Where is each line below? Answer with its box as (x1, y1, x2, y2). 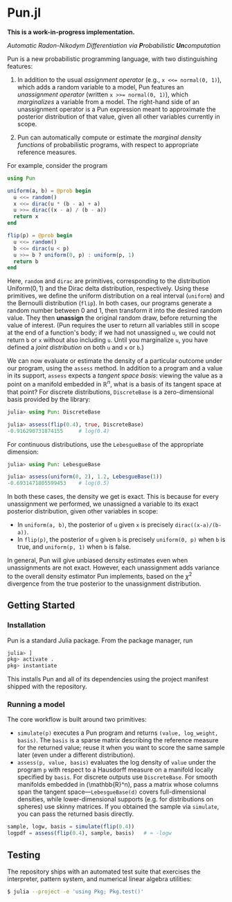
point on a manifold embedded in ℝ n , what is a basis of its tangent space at (7, 379, 222, 388)
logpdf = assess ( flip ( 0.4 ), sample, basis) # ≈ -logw (7, 830, 172, 837)
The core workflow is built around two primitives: (7, 715, 147, 724)
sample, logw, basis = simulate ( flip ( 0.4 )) (7, 824, 135, 831)
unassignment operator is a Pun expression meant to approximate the (17, 105, 216, 113)
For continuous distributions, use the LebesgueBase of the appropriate (7, 440, 204, 448)
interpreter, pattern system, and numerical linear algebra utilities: (7, 875, 192, 883)
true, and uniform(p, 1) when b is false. (17, 543, 132, 551)
